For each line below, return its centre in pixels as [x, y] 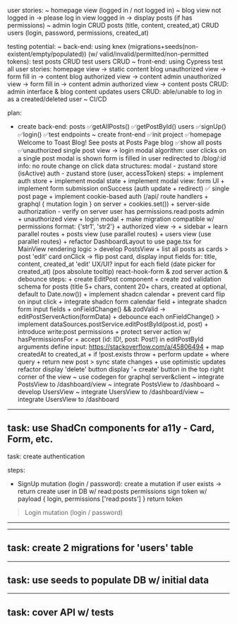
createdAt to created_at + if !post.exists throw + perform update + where [123, 354]
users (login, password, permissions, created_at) [78, 33]
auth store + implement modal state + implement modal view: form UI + [121, 181]
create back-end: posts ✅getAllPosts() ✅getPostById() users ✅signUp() [122, 126]
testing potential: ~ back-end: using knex [67, 46]
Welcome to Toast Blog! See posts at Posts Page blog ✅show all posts [120, 142]
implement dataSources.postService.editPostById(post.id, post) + [113, 324]
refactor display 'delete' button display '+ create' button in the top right [121, 369]
